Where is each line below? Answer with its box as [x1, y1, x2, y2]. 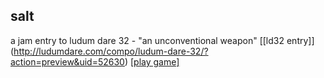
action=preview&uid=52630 [10, 55, 125, 68]
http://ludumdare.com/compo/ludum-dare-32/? [13, 45, 209, 57]
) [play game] [124, 55, 180, 68]
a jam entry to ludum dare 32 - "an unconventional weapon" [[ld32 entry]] [10, 34, 315, 46]
